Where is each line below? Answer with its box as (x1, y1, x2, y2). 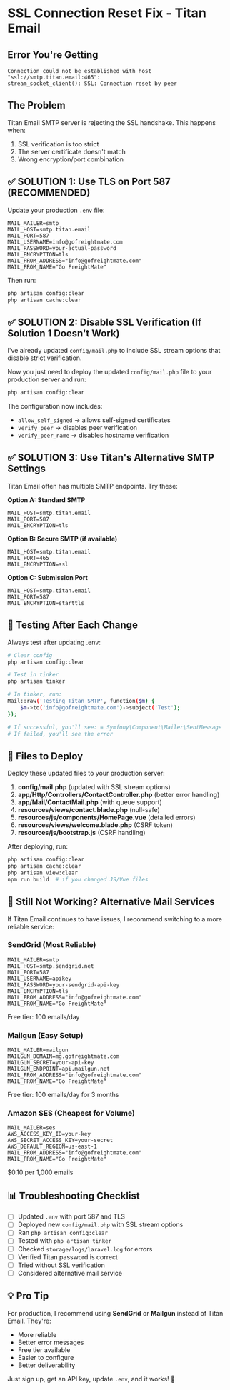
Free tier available (17, 1345, 71, 1354)
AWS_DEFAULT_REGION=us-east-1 (7, 1143, 98, 1151)
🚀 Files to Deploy (7, 750, 84, 762)
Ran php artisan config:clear (17, 1229, 109, 1237)
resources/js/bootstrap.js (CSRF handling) (17, 829, 146, 837)
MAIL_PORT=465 (7, 554, 50, 561)
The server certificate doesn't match (17, 147, 126, 156)
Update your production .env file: (7, 206, 105, 214)
